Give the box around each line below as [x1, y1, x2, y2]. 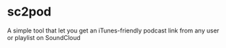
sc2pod [7, 4, 52, 20]
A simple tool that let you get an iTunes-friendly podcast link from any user [7, 26, 220, 34]
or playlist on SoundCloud [7, 33, 81, 41]
